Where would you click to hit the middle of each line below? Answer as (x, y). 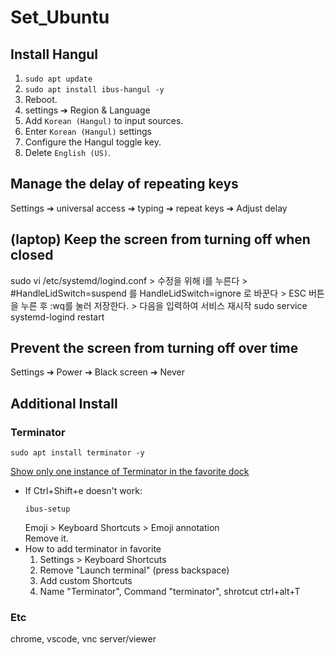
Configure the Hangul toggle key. (93, 142)
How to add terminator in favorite (93, 549)
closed (32, 255)
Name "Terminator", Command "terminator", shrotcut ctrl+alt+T (170, 592)
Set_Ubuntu (60, 17)
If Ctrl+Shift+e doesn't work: (83, 491)
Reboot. (41, 99)
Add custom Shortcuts (86, 581)
